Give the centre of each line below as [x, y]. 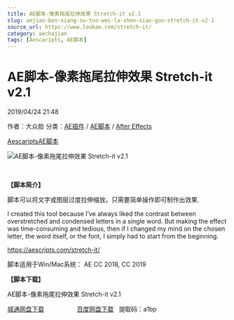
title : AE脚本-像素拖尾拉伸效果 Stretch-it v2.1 [74, 14]
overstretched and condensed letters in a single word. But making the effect [117, 222]
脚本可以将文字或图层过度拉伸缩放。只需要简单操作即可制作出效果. [103, 200]
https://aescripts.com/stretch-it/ [54, 250]
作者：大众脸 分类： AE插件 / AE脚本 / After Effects [80, 127]
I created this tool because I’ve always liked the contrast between [102, 214]
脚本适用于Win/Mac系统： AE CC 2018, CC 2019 [77, 264]
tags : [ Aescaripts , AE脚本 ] [47, 40]
